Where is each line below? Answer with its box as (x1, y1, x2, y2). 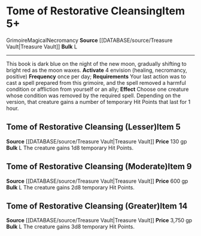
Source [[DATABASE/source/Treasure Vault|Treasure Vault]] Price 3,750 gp (6, 217, 193, 224)
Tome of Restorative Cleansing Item (6, 4, 185, 18)
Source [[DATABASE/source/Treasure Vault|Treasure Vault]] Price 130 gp (6, 137, 187, 145)
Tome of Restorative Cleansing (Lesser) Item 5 (6, 122, 181, 132)
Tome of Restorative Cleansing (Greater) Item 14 (6, 201, 188, 211)
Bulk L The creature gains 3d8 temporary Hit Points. (6, 223, 135, 231)
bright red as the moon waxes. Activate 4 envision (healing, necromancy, (6, 66, 187, 73)
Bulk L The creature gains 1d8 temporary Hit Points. (6, 144, 133, 151)
